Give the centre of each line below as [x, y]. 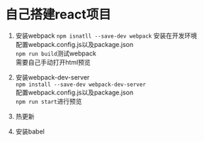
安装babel [30, 131]
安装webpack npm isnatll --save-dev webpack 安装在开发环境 [106, 35]
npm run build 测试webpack [56, 53]
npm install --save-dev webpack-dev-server [81, 84]
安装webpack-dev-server [52, 77]
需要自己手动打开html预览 [53, 62]
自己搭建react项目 [58, 15]
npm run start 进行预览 [49, 101]
